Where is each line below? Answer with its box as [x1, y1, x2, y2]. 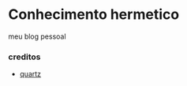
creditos [8, 51, 41, 62]
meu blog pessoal [8, 32, 66, 41]
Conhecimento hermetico [8, 6, 180, 24]
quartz [19, 69, 42, 79]
